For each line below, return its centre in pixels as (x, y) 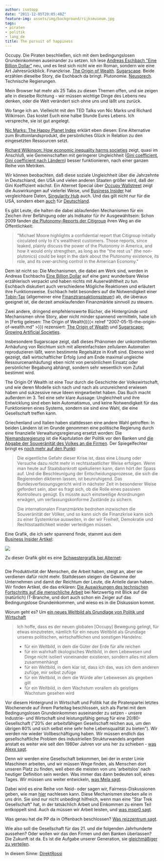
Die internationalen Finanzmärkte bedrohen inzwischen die (76, 509)
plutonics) (27, 256)
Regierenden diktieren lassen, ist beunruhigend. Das (70, 479)
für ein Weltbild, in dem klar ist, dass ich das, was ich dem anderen (92, 667)
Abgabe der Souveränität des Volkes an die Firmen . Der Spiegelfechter (76, 443)
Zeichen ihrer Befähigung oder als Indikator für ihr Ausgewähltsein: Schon (80, 216)
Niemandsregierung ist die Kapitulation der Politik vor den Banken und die (79, 438)
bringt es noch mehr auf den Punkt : (41, 448)
